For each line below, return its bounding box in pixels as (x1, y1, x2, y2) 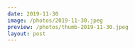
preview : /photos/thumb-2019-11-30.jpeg (7, 23, 129, 30)
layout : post (7, 30, 46, 37)
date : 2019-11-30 (7, 10, 59, 18)
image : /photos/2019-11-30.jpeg (7, 17, 103, 24)
